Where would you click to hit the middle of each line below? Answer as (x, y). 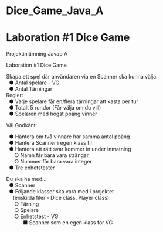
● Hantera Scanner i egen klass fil (50, 143)
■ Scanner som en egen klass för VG (68, 223)
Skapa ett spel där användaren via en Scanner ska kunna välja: (82, 77)
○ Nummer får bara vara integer (53, 162)
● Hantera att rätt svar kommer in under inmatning (70, 149)
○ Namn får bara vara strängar (51, 155)
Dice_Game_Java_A (55, 11)
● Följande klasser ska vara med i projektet (61, 192)
